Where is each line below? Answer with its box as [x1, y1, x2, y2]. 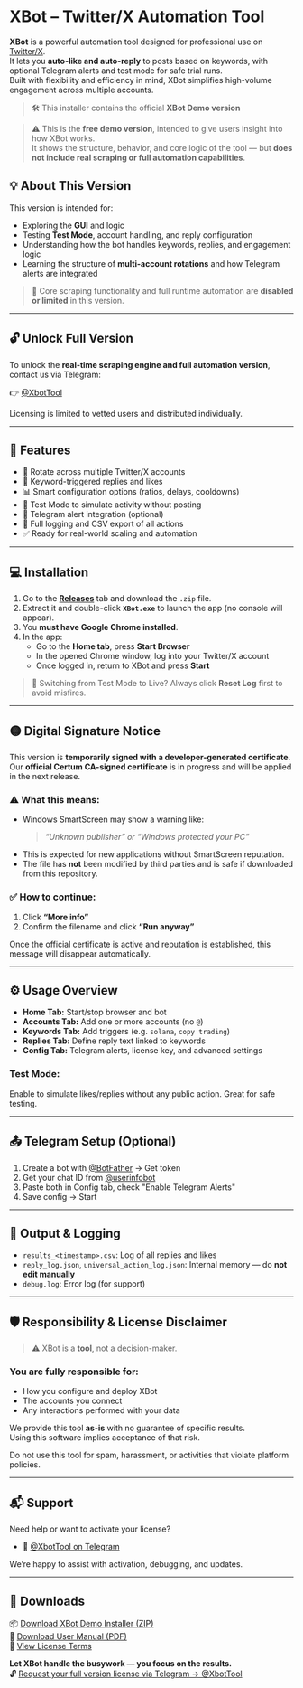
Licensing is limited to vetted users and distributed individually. [9, 408, 243, 419]
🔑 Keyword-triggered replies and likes [22, 476, 163, 487]
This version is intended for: [9, 202, 114, 213]
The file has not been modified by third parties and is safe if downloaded [22, 859, 294, 870]
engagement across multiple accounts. [9, 84, 154, 95]
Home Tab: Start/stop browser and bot [22, 1006, 167, 1018]
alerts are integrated [22, 268, 98, 278]
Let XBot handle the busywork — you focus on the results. [9, 1658, 233, 1669]
